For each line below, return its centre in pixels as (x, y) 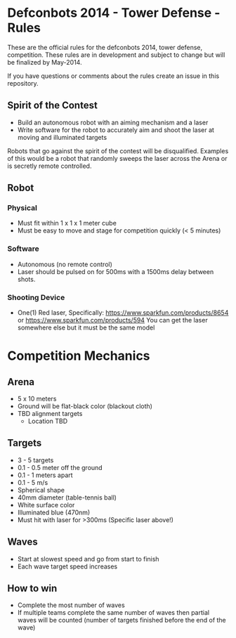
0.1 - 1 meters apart (45, 475)
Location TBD (48, 421)
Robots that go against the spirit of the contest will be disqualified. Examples (118, 151)
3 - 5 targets (35, 460)
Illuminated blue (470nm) (54, 512)
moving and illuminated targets (62, 137)
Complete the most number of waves (71, 605)
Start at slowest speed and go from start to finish (88, 559)
